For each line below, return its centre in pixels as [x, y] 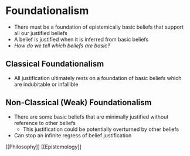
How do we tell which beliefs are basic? [62, 46]
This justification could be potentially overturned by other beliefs [101, 129]
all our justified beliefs [41, 33]
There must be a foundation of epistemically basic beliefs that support [99, 27]
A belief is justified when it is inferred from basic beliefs [81, 39]
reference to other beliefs [45, 123]
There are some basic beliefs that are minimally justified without [91, 117]
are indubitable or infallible [46, 84]
